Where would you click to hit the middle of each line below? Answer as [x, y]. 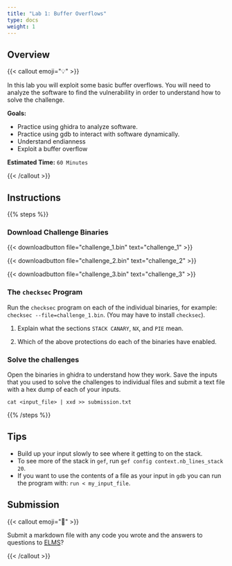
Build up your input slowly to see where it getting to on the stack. [110, 453]
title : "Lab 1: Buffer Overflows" [57, 14]
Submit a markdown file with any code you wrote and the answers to [105, 535]
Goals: [17, 113]
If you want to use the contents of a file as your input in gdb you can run [119, 475]
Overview [29, 54]
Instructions [34, 197]
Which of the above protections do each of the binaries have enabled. [117, 341]
